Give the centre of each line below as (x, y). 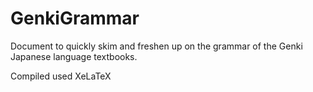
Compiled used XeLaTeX (61, 76)
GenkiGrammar (75, 18)
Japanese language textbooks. (74, 56)
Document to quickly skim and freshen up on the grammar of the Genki (156, 46)
